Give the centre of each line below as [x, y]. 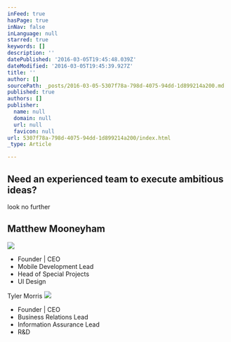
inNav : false [26, 27]
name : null [29, 112]
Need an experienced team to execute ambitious [115, 179]
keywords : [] [26, 46]
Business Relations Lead [53, 317]
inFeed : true [26, 14]
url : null [28, 125]
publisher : [23, 105]
